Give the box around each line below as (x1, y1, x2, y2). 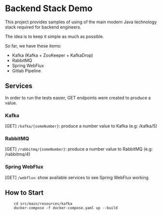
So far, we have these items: (5, 43, 61, 49)
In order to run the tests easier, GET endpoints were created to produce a (5, 95, 151, 100)
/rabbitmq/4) (5, 151, 30, 157)
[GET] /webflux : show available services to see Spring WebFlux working (5, 174, 149, 180)
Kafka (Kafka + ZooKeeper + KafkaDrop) (12, 52, 93, 58)
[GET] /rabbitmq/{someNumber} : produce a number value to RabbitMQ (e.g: (5, 146, 153, 152)
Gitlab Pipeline (12, 67, 41, 73)
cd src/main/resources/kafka (14, 201, 73, 206)
